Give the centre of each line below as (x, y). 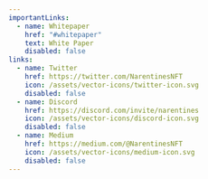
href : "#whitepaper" (63, 34)
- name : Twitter (47, 69)
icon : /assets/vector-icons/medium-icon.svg (110, 152)
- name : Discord (47, 102)
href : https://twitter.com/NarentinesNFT (104, 77)
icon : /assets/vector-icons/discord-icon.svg (112, 118)
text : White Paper (59, 43)
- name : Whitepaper (53, 26)
